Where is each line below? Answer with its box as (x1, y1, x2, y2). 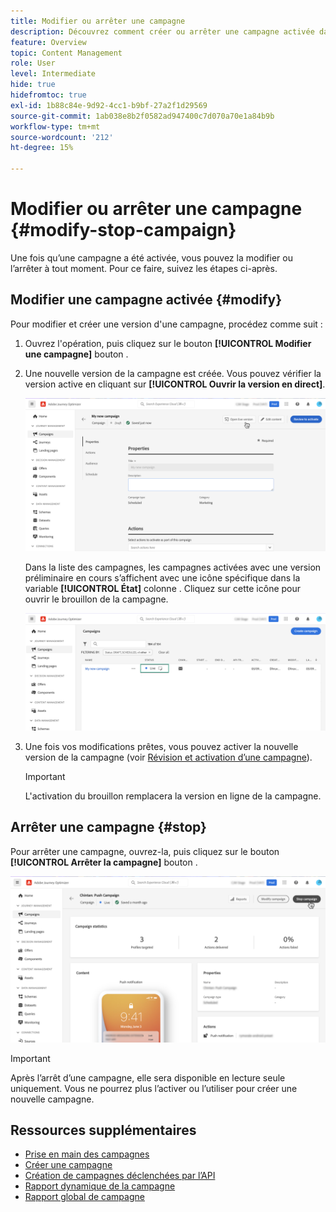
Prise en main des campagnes (24, 1148, 150, 1160)
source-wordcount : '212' (10, 132, 114, 142)
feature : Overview (10, 37, 87, 47)
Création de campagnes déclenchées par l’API (24, 1170, 216, 1182)
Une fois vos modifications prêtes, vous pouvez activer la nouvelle (24, 741, 299, 753)
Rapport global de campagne (24, 1191, 145, 1203)
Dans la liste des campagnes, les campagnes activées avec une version (24, 561, 322, 574)
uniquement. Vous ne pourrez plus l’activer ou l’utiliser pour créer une (10, 1082, 298, 1094)
